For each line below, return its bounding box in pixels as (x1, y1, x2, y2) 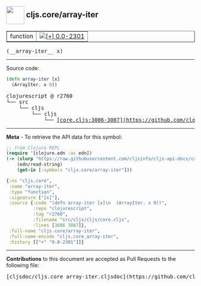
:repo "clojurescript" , (32, 206, 93, 212)
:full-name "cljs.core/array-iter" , (8, 228, 100, 234)
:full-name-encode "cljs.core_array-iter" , (8, 233, 119, 239)
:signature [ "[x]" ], (8, 194, 60, 200)
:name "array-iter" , (8, 183, 60, 189)
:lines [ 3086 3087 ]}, (32, 222, 87, 228)
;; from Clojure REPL (6, 145, 60, 151)
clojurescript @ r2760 (6, 92, 73, 99)
